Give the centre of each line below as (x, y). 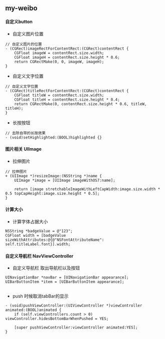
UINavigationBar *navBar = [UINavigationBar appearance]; (67, 277)
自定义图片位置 (28, 34)
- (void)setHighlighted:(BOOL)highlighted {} (53, 137)
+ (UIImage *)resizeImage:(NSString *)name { (53, 176)
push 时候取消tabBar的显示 (40, 296)
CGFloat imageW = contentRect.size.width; (59, 53)
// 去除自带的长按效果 (26, 133)
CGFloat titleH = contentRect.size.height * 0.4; (67, 100)
